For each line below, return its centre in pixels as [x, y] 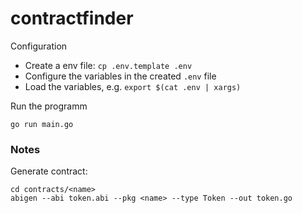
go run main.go [42, 124]
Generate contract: [49, 171]
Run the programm [49, 106]
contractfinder [72, 18]
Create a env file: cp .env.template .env [108, 65]
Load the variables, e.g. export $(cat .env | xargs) [133, 86]
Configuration [39, 46]
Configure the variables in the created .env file [120, 76]
